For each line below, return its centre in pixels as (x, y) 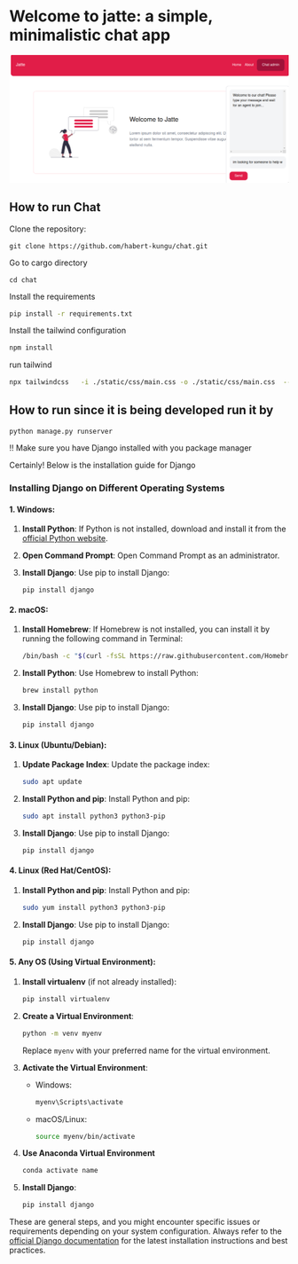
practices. (27, 1250)
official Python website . (65, 538)
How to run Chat (55, 207)
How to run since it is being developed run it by (141, 410)
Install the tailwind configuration (68, 331)
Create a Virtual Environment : (78, 1016)
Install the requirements (52, 296)
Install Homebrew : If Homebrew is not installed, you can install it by (146, 629)
